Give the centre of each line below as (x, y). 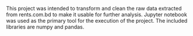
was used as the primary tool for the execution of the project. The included (97, 21)
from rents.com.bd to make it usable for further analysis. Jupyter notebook (96, 15)
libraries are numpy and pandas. (45, 27)
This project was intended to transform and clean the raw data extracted (94, 8)
